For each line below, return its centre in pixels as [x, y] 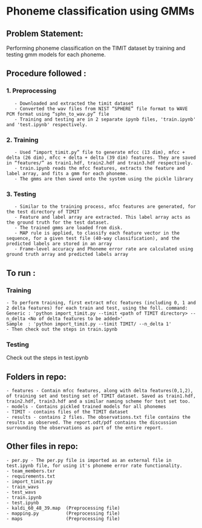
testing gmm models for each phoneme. [56, 55]
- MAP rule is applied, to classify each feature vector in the [97, 233]
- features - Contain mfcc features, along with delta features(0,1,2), [100, 391]
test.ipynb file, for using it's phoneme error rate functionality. [94, 466]
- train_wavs [23, 487]
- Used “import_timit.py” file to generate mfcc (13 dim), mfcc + [100, 152]
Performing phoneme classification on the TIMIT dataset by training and [96, 48]
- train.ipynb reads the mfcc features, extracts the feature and [100, 168]
